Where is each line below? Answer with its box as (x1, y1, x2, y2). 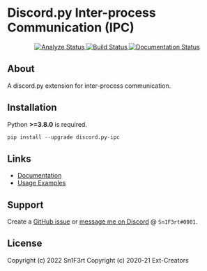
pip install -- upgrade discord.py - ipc (7, 134, 120, 141)
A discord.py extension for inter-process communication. (7, 82, 171, 90)
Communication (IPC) (7, 20, 135, 36)
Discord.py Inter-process (7, 5, 156, 21)
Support (7, 199, 44, 210)
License (7, 238, 43, 249)
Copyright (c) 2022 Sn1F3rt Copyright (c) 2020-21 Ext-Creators (7, 256, 190, 264)
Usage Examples (17, 179, 66, 187)
